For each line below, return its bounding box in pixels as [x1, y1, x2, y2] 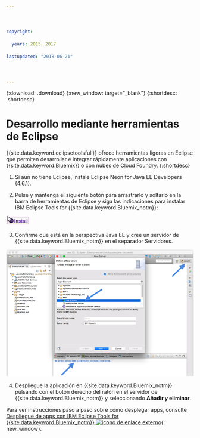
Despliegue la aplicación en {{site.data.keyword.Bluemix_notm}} [14, 382, 173, 389]
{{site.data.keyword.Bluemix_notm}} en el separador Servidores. [14, 237, 173, 245]
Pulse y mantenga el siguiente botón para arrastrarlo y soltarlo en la [14, 192, 182, 199]
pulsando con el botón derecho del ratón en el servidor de [14, 388, 158, 395]
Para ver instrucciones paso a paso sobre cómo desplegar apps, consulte [6, 406, 187, 413]
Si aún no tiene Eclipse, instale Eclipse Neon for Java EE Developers [14, 174, 182, 181]
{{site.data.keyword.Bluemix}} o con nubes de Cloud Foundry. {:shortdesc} [6, 162, 190, 169]
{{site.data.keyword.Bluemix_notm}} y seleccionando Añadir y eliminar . [14, 394, 192, 402]
